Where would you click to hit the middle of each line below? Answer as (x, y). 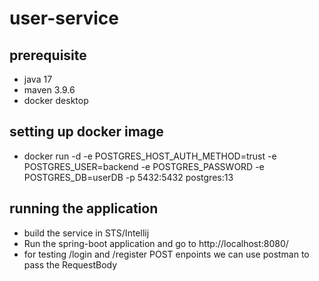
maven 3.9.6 (49, 90)
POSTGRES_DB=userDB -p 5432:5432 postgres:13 (128, 177)
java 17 (38, 79)
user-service (64, 18)
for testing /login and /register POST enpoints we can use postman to (166, 254)
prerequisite (48, 55)
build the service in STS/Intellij (86, 233)
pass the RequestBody (70, 264)
